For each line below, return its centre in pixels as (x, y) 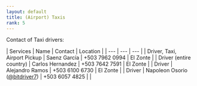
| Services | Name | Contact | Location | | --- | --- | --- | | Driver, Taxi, (91, 51)
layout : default (26, 12)
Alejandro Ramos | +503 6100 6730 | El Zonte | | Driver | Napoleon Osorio (97, 70)
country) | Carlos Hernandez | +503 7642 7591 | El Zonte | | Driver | (89, 64)
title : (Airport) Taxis (36, 17)
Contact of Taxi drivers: (35, 40)
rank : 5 (16, 23)
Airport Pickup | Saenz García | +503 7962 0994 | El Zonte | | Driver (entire (99, 58)
